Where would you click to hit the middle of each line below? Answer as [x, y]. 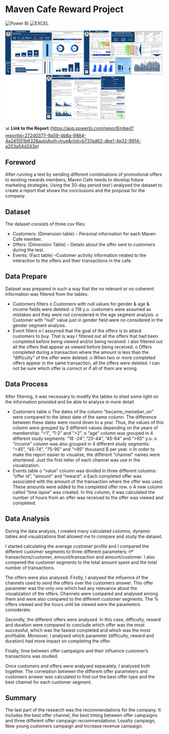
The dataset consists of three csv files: [46, 224]
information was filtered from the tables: [47, 294]
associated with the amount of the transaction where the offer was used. [88, 481]
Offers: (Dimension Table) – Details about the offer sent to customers [84, 245]
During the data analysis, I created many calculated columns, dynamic [78, 531]
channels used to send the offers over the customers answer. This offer [79, 583]
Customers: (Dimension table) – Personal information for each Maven [84, 234]
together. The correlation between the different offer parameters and [76, 671]
